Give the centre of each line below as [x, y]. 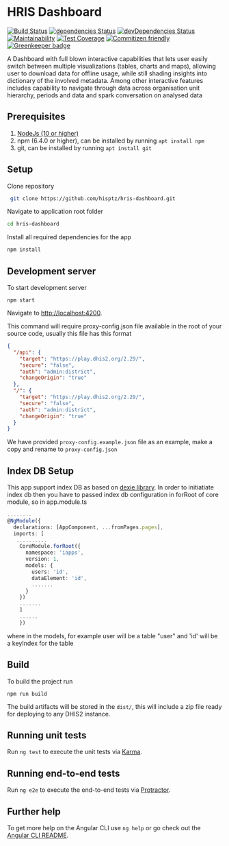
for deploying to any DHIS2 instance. [59, 714]
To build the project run [40, 681]
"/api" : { [27, 352]
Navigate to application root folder [55, 211]
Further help [34, 811]
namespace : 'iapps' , [54, 553]
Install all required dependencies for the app [69, 237]
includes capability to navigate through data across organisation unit [104, 88]
